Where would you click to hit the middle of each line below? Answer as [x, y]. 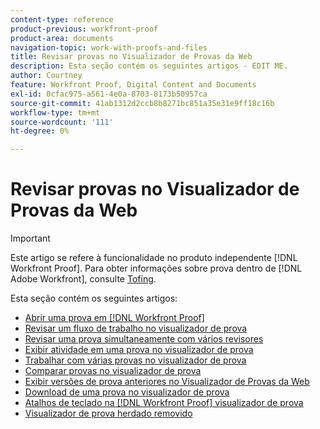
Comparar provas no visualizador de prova [113, 371]
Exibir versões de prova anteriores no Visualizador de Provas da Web [167, 382]
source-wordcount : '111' [62, 122]
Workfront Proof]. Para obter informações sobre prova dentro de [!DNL [156, 268]
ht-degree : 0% [40, 131]
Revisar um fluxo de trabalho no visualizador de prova [136, 328]
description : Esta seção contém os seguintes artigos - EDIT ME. [149, 66]
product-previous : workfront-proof [84, 29]
